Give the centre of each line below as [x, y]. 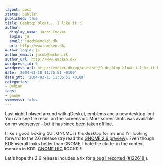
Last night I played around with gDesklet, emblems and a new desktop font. [80, 114]
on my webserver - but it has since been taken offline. [59, 124]
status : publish [21, 14]
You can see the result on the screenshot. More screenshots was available [79, 119]
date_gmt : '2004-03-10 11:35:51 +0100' [45, 77]
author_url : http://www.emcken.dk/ [41, 59]
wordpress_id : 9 [21, 64]
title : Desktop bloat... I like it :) [44, 23]
